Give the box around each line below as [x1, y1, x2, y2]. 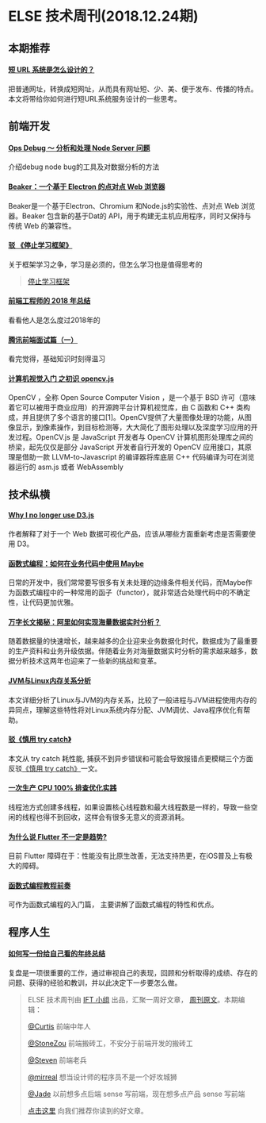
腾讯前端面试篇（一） [8, 335, 78, 344]
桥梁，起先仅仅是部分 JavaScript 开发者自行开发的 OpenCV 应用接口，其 [8, 442, 245, 452]
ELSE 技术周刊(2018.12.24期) [8, 7, 199, 25]
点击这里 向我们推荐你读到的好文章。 [27, 1106, 148, 1115]
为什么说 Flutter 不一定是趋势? [8, 832, 108, 841]
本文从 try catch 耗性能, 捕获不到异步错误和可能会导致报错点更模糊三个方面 [8, 753, 253, 763]
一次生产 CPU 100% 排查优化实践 [8, 783, 117, 793]
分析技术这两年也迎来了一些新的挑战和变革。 [14, 656, 161, 666]
